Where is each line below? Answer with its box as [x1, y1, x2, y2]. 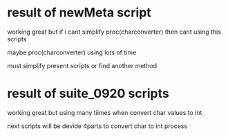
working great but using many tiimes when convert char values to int [7, 108, 202, 116]
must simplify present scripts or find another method [7, 61, 158, 70]
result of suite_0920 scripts [7, 86, 169, 101]
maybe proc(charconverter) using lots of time [7, 48, 137, 56]
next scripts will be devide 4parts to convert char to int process [7, 122, 188, 130]
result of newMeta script [7, 5, 152, 21]
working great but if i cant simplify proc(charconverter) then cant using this [7, 28, 221, 36]
